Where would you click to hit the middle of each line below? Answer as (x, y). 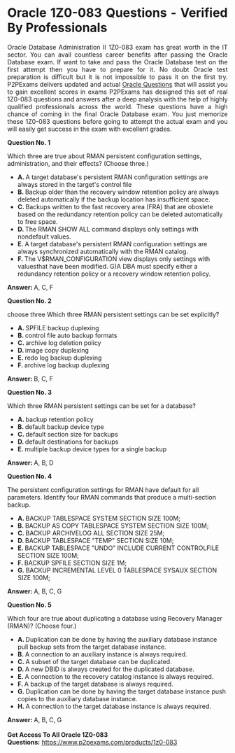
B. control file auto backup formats (67, 335)
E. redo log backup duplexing (59, 358)
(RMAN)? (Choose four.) (42, 626)
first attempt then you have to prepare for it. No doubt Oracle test (117, 69)
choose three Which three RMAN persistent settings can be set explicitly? (113, 314)
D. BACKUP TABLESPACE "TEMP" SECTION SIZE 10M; (95, 540)
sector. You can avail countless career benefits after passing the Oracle (117, 55)
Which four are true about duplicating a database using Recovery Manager (115, 618)
